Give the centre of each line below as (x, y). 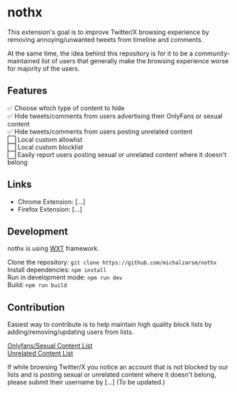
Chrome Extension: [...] (51, 201)
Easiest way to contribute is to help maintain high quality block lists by (110, 325)
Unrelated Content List (40, 353)
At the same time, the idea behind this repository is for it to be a (100, 53)
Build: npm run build (37, 285)
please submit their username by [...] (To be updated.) (86, 382)
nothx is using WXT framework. (53, 249)
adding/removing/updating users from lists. (71, 332)
